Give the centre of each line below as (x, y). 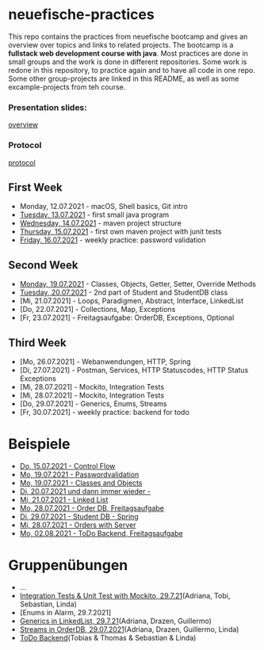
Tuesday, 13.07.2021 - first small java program (94, 215)
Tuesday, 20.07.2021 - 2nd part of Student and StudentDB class (124, 293)
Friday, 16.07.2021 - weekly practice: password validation (113, 240)
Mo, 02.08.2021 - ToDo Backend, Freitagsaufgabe (101, 533)
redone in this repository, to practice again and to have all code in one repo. (132, 70)
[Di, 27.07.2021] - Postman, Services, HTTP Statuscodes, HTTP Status (134, 370)
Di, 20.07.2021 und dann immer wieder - (85, 491)
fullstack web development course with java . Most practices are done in (128, 53)
